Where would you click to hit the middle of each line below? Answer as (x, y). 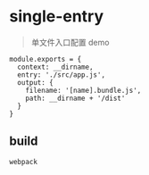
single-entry (57, 17)
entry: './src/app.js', (61, 75)
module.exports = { (46, 59)
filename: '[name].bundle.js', (83, 90)
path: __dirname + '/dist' (75, 98)
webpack (24, 162)
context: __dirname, (55, 67)
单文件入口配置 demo (70, 42)
